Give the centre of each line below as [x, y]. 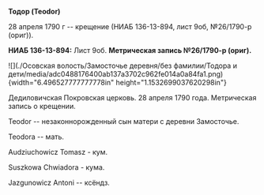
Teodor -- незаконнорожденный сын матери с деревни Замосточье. [124, 121]
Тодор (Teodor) [34, 11]
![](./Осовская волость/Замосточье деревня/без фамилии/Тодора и [123, 66]
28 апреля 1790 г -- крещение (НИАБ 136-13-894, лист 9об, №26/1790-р [130, 26]
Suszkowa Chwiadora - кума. [57, 167]
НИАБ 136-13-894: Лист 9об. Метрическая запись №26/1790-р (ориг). [130, 50]
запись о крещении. [42, 106]
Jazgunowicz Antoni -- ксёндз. [59, 182]
